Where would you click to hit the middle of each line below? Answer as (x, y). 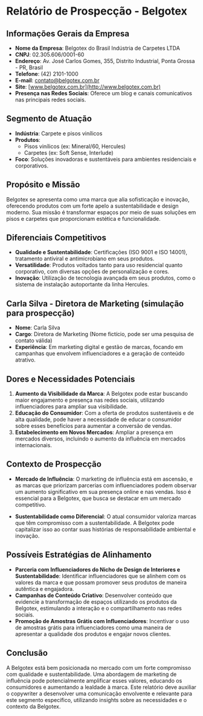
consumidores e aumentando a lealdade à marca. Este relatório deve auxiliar (101, 687)
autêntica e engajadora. (44, 589)
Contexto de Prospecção (54, 464)
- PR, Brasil (29, 67)
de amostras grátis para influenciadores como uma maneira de (93, 627)
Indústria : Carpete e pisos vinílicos (59, 133)
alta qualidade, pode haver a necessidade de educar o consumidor (98, 419)
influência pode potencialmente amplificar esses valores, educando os (94, 680)
